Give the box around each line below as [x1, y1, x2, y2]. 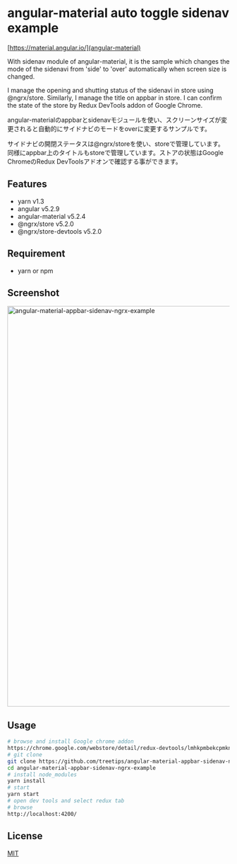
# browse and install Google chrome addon [7, 738, 134, 745]
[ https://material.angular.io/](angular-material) [7, 43, 141, 52]
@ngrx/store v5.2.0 [17, 220, 74, 228]
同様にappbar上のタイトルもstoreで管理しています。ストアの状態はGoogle [7, 148, 224, 157]
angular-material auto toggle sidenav [7, 5, 229, 21]
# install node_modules [7, 771, 78, 778]
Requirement [7, 248, 66, 260]
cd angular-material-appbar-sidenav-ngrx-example [7, 764, 157, 771]
